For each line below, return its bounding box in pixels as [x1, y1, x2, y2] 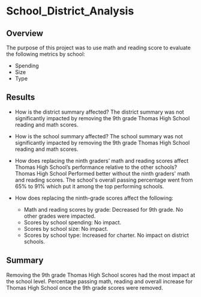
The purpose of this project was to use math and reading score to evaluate [6, 44, 191, 51]
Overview [6, 28, 44, 38]
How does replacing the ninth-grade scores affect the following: [14, 194, 174, 201]
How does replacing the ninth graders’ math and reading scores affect [14, 157, 189, 164]
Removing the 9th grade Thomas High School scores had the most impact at [6, 271, 196, 278]
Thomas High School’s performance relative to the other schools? [14, 164, 178, 171]
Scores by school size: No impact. [23, 225, 109, 232]
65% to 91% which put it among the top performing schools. [14, 182, 164, 190]
